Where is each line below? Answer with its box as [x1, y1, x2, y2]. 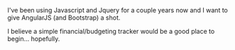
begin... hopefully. [7, 35, 60, 43]
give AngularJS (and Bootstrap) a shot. [7, 13, 121, 22]
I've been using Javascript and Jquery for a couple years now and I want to [7, 6, 229, 14]
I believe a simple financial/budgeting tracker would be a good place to [7, 27, 215, 35]
